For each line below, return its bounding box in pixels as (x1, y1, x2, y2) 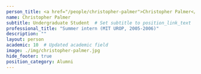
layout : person (6, 36, 44, 42)
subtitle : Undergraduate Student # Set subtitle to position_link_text (6, 20, 191, 26)
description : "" (6, 31, 47, 37)
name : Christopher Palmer (6, 14, 71, 20)
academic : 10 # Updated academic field (6, 42, 109, 48)
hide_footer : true (6, 53, 52, 59)
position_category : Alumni (6, 58, 74, 64)
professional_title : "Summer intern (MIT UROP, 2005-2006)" (6, 25, 160, 32)
